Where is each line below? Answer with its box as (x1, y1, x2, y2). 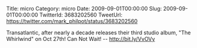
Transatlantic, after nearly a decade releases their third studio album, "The (6, 29, 191, 36)
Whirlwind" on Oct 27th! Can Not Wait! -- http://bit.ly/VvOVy (6, 36, 155, 42)
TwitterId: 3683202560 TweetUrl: (39, 11, 122, 18)
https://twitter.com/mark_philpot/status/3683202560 (6, 18, 138, 24)
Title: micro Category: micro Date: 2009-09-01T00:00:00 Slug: (6, 5, 162, 12)
